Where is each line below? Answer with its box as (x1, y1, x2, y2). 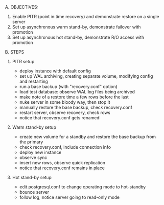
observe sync (19, 155, 47, 160)
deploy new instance (19, 149, 62, 155)
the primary (19, 139, 43, 145)
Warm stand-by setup (12, 124, 56, 130)
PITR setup (12, 59, 35, 64)
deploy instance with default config (19, 68, 91, 74)
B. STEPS (5, 49, 24, 55)
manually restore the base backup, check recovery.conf (19, 105, 133, 110)
